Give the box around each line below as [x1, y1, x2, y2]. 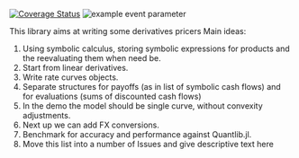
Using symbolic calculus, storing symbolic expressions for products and [22, 43, 290, 54]
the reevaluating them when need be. [22, 53, 162, 63]
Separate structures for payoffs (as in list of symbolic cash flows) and [22, 82, 281, 92]
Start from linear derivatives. [22, 63, 129, 73]
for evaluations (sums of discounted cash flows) [22, 91, 202, 101]
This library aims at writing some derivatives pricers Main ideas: [9, 26, 247, 36]
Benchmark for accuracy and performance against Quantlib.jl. [22, 129, 252, 139]
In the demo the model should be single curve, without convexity [22, 101, 263, 111]
